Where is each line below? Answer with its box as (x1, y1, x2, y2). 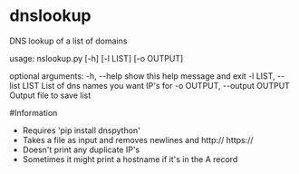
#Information (9, 107, 58, 118)
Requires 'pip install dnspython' (22, 124, 140, 136)
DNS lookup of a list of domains (9, 35, 128, 46)
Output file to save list (9, 90, 92, 101)
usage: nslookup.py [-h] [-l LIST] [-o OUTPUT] (9, 53, 184, 63)
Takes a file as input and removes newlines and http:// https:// (22, 134, 254, 145)
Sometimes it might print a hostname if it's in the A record (22, 153, 238, 164)
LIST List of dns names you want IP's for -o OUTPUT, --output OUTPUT (22, 80, 290, 91)
